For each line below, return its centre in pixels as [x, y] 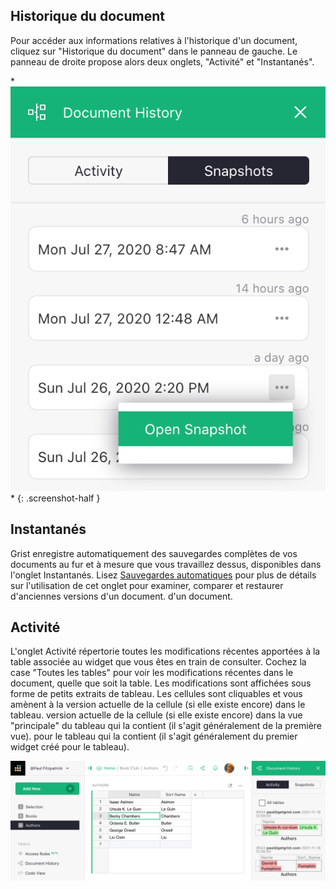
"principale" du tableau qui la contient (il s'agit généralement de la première [166, 726]
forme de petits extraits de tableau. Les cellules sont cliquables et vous [156, 694]
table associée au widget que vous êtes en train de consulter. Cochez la [158, 662]
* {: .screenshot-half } [55, 498]
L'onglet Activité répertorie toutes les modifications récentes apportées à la [165, 651]
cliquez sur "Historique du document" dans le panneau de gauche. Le [154, 51]
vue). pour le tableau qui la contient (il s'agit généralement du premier [154, 736]
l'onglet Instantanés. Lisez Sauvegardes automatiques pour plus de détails [163, 575]
